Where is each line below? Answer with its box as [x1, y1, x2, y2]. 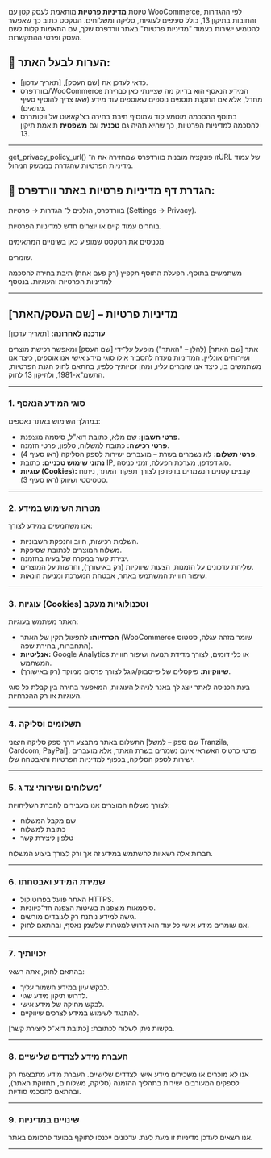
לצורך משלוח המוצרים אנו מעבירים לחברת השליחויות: [8, 800, 170, 809]
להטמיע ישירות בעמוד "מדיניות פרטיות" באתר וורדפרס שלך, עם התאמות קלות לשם [8, 24, 260, 33]
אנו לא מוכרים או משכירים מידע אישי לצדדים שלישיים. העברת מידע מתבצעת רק [8, 1069, 249, 1079]
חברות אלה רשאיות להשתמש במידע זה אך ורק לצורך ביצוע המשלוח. [8, 848, 214, 858]
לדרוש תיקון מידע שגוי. [19, 990, 89, 1000]
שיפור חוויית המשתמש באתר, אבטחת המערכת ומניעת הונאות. [19, 571, 208, 580]
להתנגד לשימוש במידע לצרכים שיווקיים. [19, 1008, 140, 1018]
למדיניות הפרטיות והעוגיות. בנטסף [8, 276, 113, 286]
